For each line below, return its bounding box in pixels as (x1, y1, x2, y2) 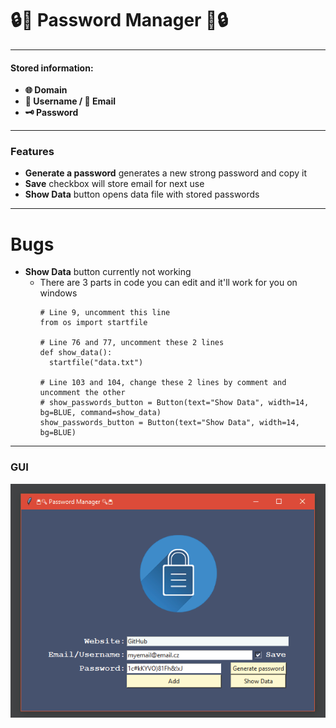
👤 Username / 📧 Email (24, 95, 117, 107)
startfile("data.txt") (48, 358, 144, 368)
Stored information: (10, 62, 94, 74)
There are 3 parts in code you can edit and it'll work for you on (39, 277, 298, 289)
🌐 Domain (24, 84, 68, 96)
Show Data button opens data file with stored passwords (24, 188, 260, 201)
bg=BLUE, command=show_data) (39, 408, 162, 418)
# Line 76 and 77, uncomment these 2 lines (39, 338, 225, 348)
